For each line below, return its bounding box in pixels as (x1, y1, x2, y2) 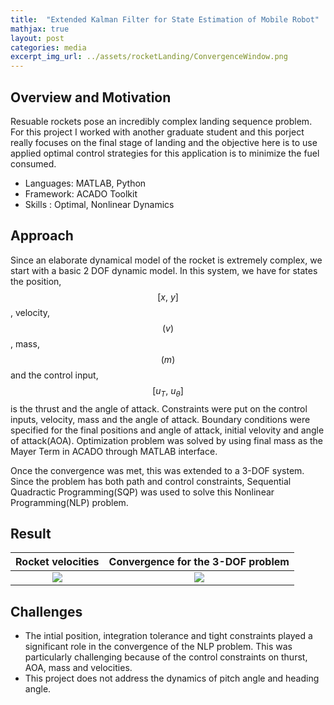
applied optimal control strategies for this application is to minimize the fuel (10, 147, 320, 159)
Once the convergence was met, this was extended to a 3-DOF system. (10, 464, 305, 476)
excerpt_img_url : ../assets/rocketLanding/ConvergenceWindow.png (10, 52, 288, 62)
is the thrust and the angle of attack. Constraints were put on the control (10, 402, 308, 415)
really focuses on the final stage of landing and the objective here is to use (10, 136, 318, 148)
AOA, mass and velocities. (24, 662, 133, 674)
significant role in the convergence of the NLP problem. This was (24, 641, 293, 653)
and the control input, (10, 369, 99, 381)
